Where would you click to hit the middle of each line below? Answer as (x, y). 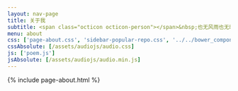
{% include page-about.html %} (54, 80)
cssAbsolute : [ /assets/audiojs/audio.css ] (71, 47)
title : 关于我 (27, 20)
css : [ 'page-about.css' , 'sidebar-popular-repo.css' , (89, 40)
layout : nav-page (33, 14)
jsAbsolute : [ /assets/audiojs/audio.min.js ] (74, 60)
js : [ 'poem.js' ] (31, 54)
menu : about (25, 34)
